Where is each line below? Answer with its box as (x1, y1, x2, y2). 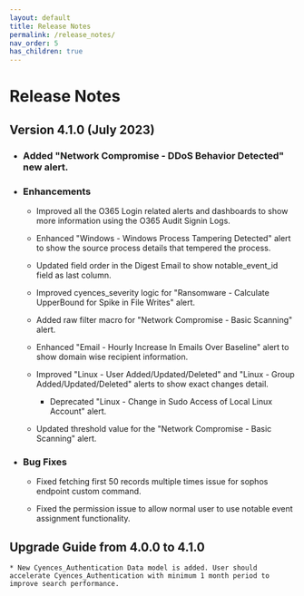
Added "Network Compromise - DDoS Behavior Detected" (22, 149, 284, 161)
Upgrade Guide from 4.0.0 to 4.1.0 (9, 539, 206, 554)
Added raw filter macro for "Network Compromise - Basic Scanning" (35, 314, 293, 325)
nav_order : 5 (9, 38, 59, 48)
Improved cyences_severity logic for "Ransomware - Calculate (35, 287, 270, 298)
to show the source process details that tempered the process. (35, 242, 271, 253)
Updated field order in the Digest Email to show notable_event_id (35, 259, 279, 270)
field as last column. (35, 269, 112, 280)
